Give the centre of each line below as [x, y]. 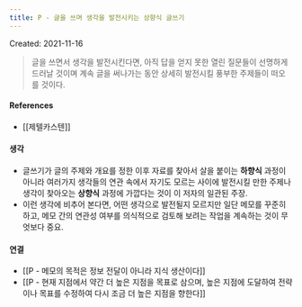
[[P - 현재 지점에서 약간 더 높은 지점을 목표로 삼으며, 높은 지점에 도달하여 [149, 282]
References [31, 105]
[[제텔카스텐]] [46, 126]
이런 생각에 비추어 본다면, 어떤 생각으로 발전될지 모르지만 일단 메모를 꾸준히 [154, 204]
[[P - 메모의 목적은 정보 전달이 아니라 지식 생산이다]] [114, 271]
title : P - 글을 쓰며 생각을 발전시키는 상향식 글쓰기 [97, 18]
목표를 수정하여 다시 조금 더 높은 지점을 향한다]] [122, 293]
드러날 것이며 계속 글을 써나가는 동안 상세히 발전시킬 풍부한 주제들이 [150, 73]
